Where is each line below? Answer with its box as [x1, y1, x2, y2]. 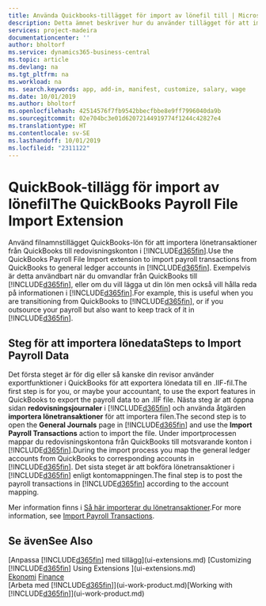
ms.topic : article [8, 56, 69, 64]
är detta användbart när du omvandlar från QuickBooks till [8, 271, 198, 281]
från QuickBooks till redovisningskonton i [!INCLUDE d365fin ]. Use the [8, 246, 234, 256]
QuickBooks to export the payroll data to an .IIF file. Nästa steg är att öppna [8, 395, 254, 404]
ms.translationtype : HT [8, 122, 87, 130]
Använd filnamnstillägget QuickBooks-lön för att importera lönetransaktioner [8, 238, 257, 248]
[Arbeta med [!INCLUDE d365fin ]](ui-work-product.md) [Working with [8, 580, 234, 589]
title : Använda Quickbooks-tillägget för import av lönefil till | [8, 11, 236, 20]
